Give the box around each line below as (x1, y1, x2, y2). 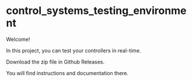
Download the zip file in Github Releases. (6, 58, 105, 65)
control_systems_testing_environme (6, 4, 187, 17)
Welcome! (6, 36, 30, 43)
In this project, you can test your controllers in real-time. (6, 47, 141, 54)
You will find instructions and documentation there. (6, 69, 129, 76)
